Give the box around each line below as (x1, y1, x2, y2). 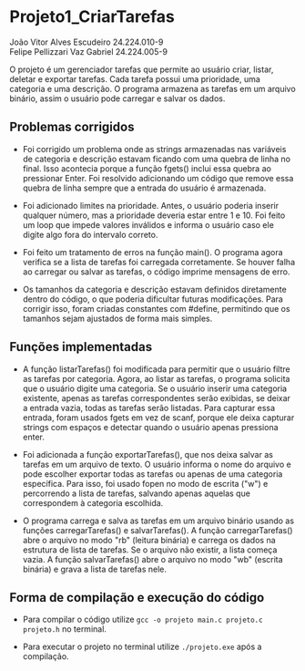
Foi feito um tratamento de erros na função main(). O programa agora (22, 246, 284, 257)
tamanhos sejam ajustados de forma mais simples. (22, 313, 213, 324)
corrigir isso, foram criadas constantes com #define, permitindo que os (22, 303, 290, 314)
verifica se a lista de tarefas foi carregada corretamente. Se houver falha (22, 256, 296, 267)
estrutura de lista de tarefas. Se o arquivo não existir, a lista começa (22, 544, 278, 555)
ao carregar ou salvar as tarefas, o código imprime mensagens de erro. (22, 266, 290, 277)
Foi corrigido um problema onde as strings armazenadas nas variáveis (22, 143, 287, 154)
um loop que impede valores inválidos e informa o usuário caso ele (22, 219, 275, 230)
